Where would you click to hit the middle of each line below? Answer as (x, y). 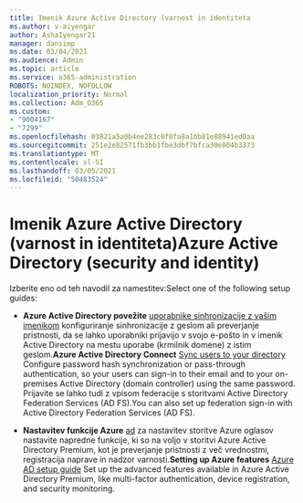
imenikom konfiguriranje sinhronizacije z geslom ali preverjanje (141, 326)
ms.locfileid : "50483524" (58, 179)
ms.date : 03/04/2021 (49, 52)
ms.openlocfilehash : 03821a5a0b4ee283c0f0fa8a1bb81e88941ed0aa (132, 137)
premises (40, 383)
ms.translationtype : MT (55, 153)
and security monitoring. (69, 488)
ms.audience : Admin (47, 60)
